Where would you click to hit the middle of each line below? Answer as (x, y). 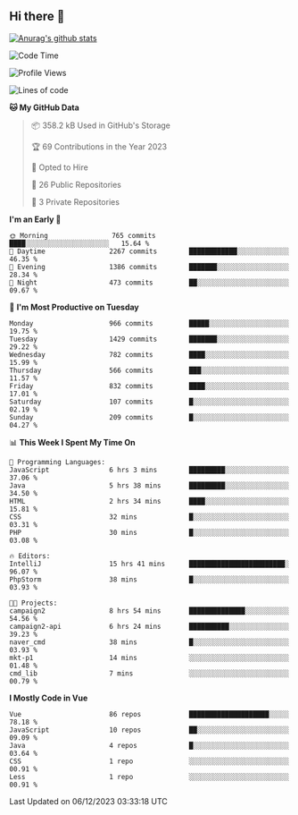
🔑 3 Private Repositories (75, 201)
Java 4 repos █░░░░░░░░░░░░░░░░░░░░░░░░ (149, 745)
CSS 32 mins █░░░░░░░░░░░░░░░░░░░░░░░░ (149, 517)
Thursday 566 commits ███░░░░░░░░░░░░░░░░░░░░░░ (149, 370)
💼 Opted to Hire (60, 167)
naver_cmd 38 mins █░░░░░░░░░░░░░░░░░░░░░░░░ (149, 642)
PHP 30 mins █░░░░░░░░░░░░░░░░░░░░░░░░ (149, 532)
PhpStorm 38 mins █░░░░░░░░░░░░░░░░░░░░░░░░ (149, 579)
